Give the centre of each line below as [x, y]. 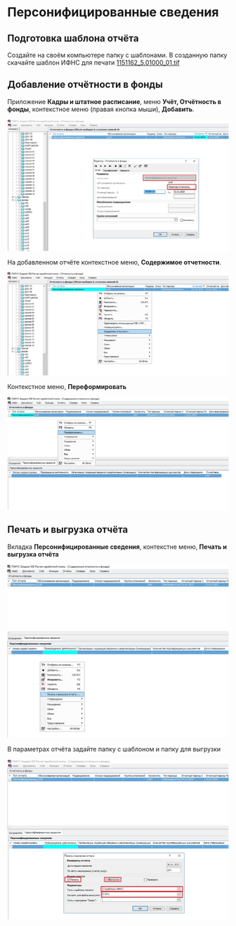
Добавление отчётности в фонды [85, 85]
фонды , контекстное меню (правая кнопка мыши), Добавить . [101, 109]
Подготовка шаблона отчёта [73, 38]
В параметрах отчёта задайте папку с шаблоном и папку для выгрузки [114, 749]
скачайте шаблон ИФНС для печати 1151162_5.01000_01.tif [94, 63]
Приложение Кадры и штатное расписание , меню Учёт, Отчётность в [114, 101]
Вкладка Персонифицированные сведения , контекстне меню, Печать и [117, 547]
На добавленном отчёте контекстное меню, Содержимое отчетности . [114, 262]
